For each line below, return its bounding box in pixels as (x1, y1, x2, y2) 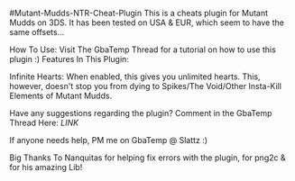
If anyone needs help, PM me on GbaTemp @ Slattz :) (9, 135, 208, 145)
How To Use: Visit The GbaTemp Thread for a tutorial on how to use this (9, 44, 277, 55)
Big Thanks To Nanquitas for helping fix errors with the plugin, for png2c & (9, 152, 286, 163)
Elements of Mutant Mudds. (9, 90, 113, 101)
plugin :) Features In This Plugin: (9, 54, 129, 64)
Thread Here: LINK (9, 117, 79, 128)
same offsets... (9, 27, 65, 37)
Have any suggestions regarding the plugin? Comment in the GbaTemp (9, 108, 272, 118)
